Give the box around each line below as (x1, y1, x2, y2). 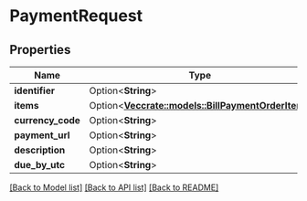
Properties (9, 42, 71, 58)
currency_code (14, 114, 80, 126)
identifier (14, 84, 55, 97)
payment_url (14, 129, 70, 142)
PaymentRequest (9, 5, 143, 26)
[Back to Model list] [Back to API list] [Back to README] (9, 182, 219, 193)
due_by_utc (14, 159, 66, 171)
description (14, 143, 66, 156)
